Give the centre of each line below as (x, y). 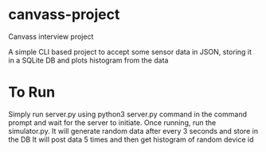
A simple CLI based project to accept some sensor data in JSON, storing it (130, 51)
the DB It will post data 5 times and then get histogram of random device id (131, 139)
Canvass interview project (51, 36)
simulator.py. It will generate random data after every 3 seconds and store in (133, 131)
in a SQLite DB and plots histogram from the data (88, 60)
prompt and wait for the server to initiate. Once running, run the (112, 122)
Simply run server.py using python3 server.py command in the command (127, 114)
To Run (32, 92)
